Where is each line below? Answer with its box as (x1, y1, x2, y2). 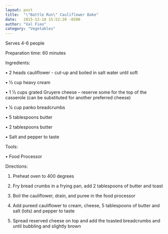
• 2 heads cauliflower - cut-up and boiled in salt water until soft (5, 69, 138, 76)
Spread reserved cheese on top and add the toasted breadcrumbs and (12, 218, 161, 224)
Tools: (5, 144, 18, 150)
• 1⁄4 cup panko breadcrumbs (5, 104, 65, 110)
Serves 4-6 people (5, 40, 45, 46)
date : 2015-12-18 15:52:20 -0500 (5, 17, 81, 22)
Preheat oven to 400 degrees (12, 173, 75, 179)
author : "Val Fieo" (5, 21, 47, 27)
